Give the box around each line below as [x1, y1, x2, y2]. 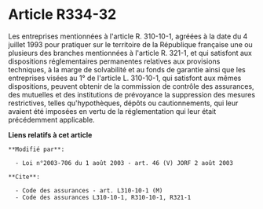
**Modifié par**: [8, 145, 65, 153]
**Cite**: [8, 173, 41, 181]
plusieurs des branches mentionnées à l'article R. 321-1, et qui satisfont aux [8, 48, 253, 57]
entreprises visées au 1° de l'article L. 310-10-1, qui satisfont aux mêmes [8, 73, 242, 82]
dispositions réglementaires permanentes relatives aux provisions [8, 57, 221, 66]
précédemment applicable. [8, 115, 96, 124]
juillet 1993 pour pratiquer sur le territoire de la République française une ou [8, 39, 253, 49]
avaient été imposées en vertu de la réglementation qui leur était [8, 106, 217, 115]
